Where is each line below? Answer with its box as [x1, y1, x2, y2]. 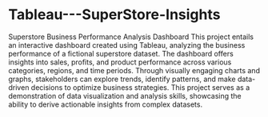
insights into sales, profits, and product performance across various [8, 57, 232, 67]
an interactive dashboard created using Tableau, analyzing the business [8, 40, 246, 49]
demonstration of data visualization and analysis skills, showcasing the [8, 91, 242, 100]
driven [8, 82, 30, 92]
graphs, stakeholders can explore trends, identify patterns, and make [8, 74, 236, 84]
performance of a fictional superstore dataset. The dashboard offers [8, 49, 234, 58]
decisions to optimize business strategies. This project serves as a [30, 82, 250, 92]
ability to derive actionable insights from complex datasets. [8, 99, 202, 109]
